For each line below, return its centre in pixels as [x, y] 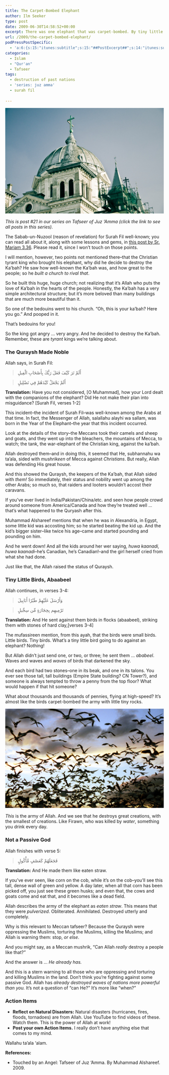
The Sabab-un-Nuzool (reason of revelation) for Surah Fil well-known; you [82, 236]
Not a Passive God [28, 840]
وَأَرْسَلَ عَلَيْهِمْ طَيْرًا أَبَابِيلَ [40, 600]
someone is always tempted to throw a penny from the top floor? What [78, 681]
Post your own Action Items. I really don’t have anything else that [81, 1028]
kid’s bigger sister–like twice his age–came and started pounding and [77, 531]
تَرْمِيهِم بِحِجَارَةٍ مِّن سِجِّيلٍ [40, 610]
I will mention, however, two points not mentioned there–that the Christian [81, 257]
